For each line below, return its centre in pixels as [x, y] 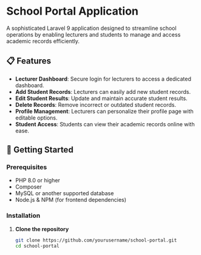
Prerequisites [27, 167]
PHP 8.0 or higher [38, 181]
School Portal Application [72, 11]
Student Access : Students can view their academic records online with [105, 124]
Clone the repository [42, 229]
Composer [28, 187]
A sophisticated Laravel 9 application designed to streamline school [92, 28]
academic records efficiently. [43, 41]
